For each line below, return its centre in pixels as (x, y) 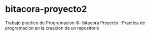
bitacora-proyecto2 (46, 9)
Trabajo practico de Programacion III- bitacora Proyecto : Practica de (75, 23)
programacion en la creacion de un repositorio (52, 28)
